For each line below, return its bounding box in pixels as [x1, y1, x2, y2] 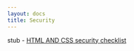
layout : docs [7, 10, 46, 17]
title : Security [7, 17, 55, 24]
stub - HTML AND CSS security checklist [7, 36, 127, 44]
